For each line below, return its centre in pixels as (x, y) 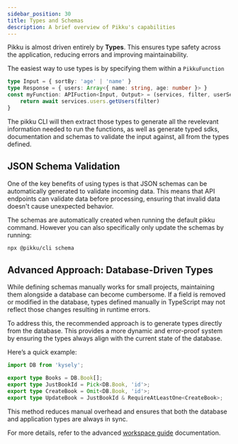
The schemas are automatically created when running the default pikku (111, 220)
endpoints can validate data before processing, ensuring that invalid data (114, 199)
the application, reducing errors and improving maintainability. (98, 55)
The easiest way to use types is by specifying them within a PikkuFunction (116, 69)
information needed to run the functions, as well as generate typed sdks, (113, 129)
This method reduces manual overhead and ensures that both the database (118, 411)
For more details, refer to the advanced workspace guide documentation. (114, 433)
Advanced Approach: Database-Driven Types (110, 270)
